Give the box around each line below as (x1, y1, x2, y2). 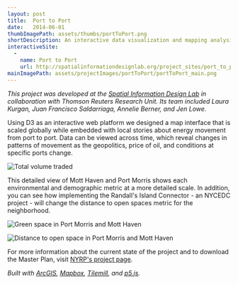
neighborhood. (7, 206, 51, 214)
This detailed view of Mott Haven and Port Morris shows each (7, 175, 188, 185)
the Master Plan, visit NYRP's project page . (7, 255, 133, 263)
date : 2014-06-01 (7, 23, 65, 31)
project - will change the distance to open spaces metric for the (7, 198, 193, 207)
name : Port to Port (20, 57, 78, 64)
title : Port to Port (7, 17, 72, 24)
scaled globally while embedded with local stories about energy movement (7, 126, 226, 134)
